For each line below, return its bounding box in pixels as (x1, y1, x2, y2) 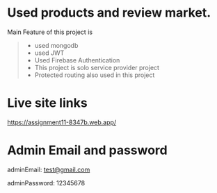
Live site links (7, 95, 88, 111)
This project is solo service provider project (34, 63, 160, 72)
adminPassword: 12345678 (7, 178, 86, 187)
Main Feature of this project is (7, 28, 93, 36)
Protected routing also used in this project (34, 71, 155, 79)
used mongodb (34, 41, 79, 49)
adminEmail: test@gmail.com (7, 165, 90, 174)
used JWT (34, 49, 65, 57)
